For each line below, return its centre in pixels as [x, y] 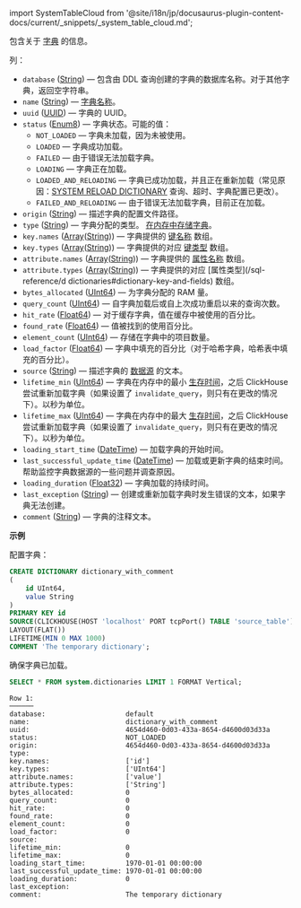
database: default [82, 714]
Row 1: [21, 698]
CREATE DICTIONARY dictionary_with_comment [92, 572]
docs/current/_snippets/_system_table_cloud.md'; [101, 22]
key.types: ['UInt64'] [88, 769]
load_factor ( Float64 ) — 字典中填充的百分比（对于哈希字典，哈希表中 [151, 348]
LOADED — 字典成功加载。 [82, 146]
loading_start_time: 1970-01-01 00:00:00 [106, 863]
